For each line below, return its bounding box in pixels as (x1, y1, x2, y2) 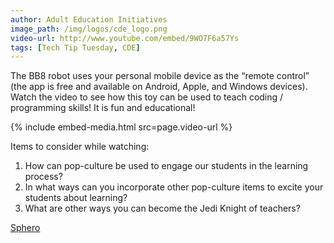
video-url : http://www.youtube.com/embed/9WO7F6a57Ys (10, 33, 240, 43)
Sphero (10, 222, 41, 234)
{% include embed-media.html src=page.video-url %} (10, 121, 233, 133)
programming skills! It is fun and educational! (10, 102, 196, 114)
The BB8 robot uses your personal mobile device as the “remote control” (10, 70, 310, 82)
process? (24, 171, 63, 183)
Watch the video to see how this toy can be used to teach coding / (10, 91, 284, 103)
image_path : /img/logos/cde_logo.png (10, 24, 168, 34)
